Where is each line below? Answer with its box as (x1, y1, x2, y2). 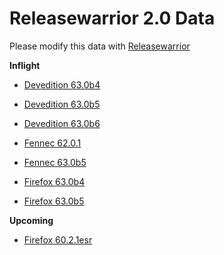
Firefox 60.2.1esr (23, 233, 93, 246)
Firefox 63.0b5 (23, 195, 85, 207)
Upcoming (9, 214, 54, 226)
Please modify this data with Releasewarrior (9, 40, 191, 52)
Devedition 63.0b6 (23, 117, 101, 129)
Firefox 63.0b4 (23, 175, 86, 187)
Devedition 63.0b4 (23, 78, 101, 91)
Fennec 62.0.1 (23, 137, 82, 149)
